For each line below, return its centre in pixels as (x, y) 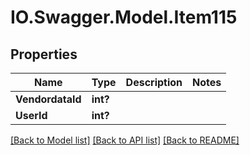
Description (154, 82)
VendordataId (48, 99)
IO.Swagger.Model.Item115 (124, 17)
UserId (31, 115)
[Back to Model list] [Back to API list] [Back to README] (125, 140)
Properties (44, 54)
